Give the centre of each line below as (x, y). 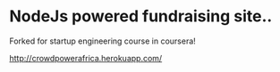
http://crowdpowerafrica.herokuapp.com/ (86, 58)
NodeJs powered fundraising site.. (141, 16)
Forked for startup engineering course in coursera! (103, 41)
